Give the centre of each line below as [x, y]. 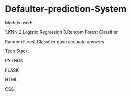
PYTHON [14, 60]
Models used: [19, 23]
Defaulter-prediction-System [66, 9]
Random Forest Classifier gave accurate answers [55, 41]
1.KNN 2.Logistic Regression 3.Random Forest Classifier [62, 32]
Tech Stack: [17, 51]
